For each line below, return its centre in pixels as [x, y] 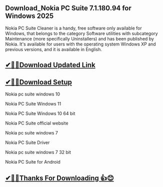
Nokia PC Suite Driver [27, 142]
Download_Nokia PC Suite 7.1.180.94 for [68, 8]
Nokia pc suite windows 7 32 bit [38, 152]
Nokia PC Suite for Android [33, 162]
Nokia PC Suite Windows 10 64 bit [40, 113]
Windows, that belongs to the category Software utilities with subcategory [82, 33]
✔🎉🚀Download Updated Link [50, 65]
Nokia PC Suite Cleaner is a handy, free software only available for [73, 28]
